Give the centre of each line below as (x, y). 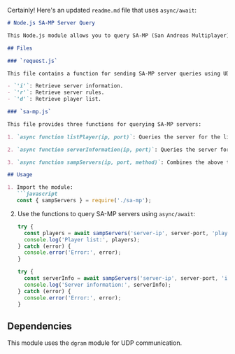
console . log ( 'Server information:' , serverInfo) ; (98, 285)
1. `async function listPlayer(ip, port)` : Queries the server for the (114, 137)
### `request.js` (33, 61)
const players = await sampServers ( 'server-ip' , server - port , (116, 233)
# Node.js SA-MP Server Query (51, 23)
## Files (20, 48)
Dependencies (40, 326)
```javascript (37, 194)
